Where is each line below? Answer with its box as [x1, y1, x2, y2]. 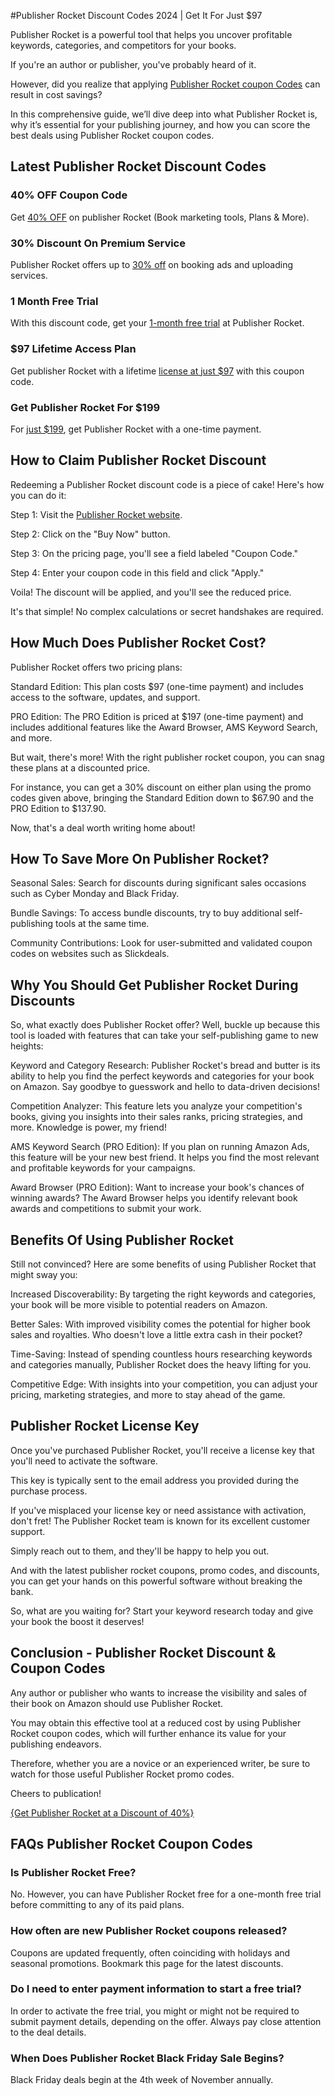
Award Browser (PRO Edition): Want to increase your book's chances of [10, 1181, 305, 1194]
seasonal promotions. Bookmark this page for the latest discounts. [10, 1957, 284, 1969]
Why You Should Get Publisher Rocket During [10, 976, 299, 994]
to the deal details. [10, 2026, 87, 2038]
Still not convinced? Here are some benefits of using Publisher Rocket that [10, 1258, 317, 1270]
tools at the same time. [55, 918, 150, 930]
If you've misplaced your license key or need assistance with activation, [10, 1504, 307, 1516]
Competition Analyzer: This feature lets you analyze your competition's [10, 1100, 303, 1112]
